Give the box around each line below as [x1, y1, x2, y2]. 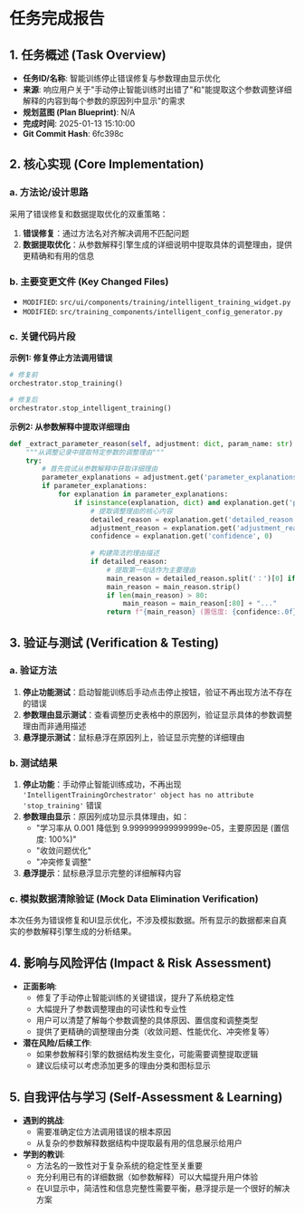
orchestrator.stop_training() [9, 379, 124, 388]
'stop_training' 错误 [22, 800, 102, 811]
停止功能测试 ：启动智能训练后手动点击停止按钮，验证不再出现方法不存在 [22, 686, 292, 697]
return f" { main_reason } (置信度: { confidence [106, 607, 278, 616]
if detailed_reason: [90, 558, 168, 567]
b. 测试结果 [9, 757, 58, 769]
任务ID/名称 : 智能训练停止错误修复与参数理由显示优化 [22, 73, 221, 83]
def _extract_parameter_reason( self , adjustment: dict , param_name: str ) [9, 439, 294, 448]
